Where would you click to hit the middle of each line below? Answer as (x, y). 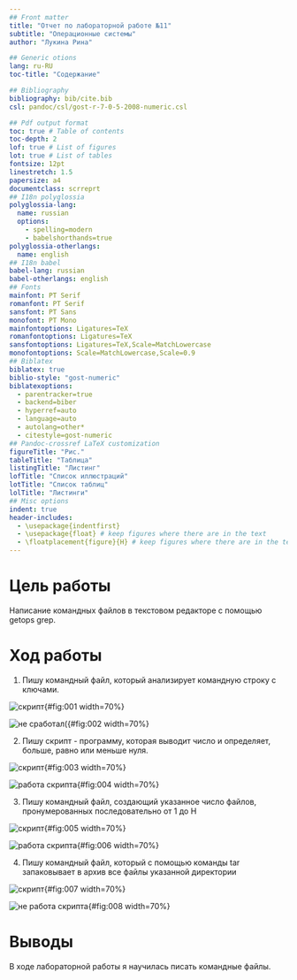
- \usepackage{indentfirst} (69, 526)
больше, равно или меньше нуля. (85, 750)
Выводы (41, 942)
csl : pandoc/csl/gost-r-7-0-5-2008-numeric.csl (99, 107)
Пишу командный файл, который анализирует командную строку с (149, 680)
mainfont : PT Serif (45, 295)
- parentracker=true (55, 394)
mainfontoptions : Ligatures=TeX (69, 328)
